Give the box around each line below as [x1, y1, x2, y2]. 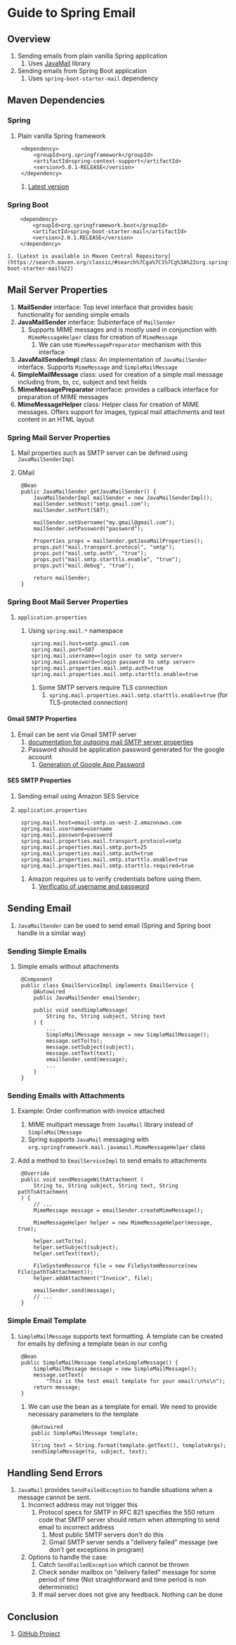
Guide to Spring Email [7, 5, 136, 21]
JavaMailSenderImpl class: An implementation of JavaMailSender [17, 355, 207, 363]
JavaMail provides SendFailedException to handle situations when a [17, 1486, 213, 1494]
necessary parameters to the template [27, 1410, 139, 1418]
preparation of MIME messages [17, 392, 109, 401]
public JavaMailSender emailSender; [33, 994, 140, 1001]
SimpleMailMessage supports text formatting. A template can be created [17, 1332, 223, 1340]
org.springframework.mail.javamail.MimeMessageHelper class [27, 1143, 206, 1151]
